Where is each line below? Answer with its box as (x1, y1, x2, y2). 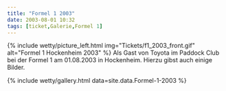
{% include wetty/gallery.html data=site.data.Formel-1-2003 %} (7, 77, 187, 85)
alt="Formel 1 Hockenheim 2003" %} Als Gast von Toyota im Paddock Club (7, 49, 220, 57)
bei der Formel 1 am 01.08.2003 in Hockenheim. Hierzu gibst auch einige (7, 56, 213, 64)
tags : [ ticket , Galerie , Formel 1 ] (7, 23, 103, 29)
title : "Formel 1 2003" (7, 10, 76, 17)
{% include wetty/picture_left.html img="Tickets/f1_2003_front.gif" (7, 42, 196, 50)
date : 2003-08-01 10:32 (7, 16, 76, 23)
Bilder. (7, 63, 25, 72)
